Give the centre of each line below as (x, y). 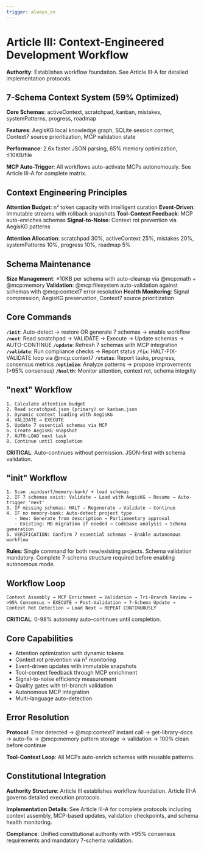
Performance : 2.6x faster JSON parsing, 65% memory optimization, (92, 149)
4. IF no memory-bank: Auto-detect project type (69, 513)
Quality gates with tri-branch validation (64, 686)
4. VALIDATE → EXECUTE (35, 420)
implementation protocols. (39, 78)
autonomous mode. (31, 564)
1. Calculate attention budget (46, 404)
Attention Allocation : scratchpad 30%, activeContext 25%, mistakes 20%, (100, 239)
